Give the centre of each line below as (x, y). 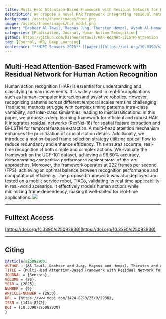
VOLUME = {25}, (21, 280)
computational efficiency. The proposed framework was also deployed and (82, 176)
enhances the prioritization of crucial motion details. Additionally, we (75, 134)
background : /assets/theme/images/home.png (51, 19)
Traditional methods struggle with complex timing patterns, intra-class (77, 107)
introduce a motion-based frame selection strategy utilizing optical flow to (81, 139)
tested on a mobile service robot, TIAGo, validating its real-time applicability (82, 181)
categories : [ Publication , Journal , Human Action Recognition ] (72, 33)
